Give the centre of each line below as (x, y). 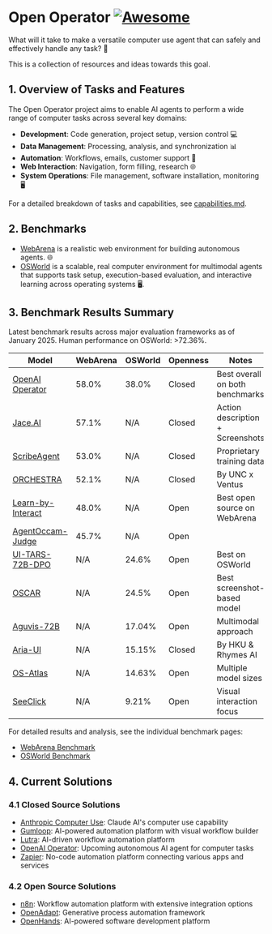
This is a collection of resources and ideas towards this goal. (109, 64)
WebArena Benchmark (57, 748)
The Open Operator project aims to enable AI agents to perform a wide (126, 109)
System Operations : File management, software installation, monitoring (140, 175)
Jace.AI (27, 423)
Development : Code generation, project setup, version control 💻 (129, 134)
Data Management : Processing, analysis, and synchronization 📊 (128, 146)
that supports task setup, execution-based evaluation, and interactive (136, 275)
